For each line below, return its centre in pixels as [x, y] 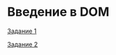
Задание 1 [22, 31]
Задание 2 [23, 44]
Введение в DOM [58, 12]
